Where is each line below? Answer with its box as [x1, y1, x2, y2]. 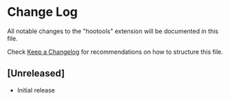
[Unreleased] [7, 68, 65, 79]
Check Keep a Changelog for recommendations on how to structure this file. [7, 48, 224, 56]
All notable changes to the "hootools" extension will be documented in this [7, 27, 219, 35]
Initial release [17, 86, 55, 94]
